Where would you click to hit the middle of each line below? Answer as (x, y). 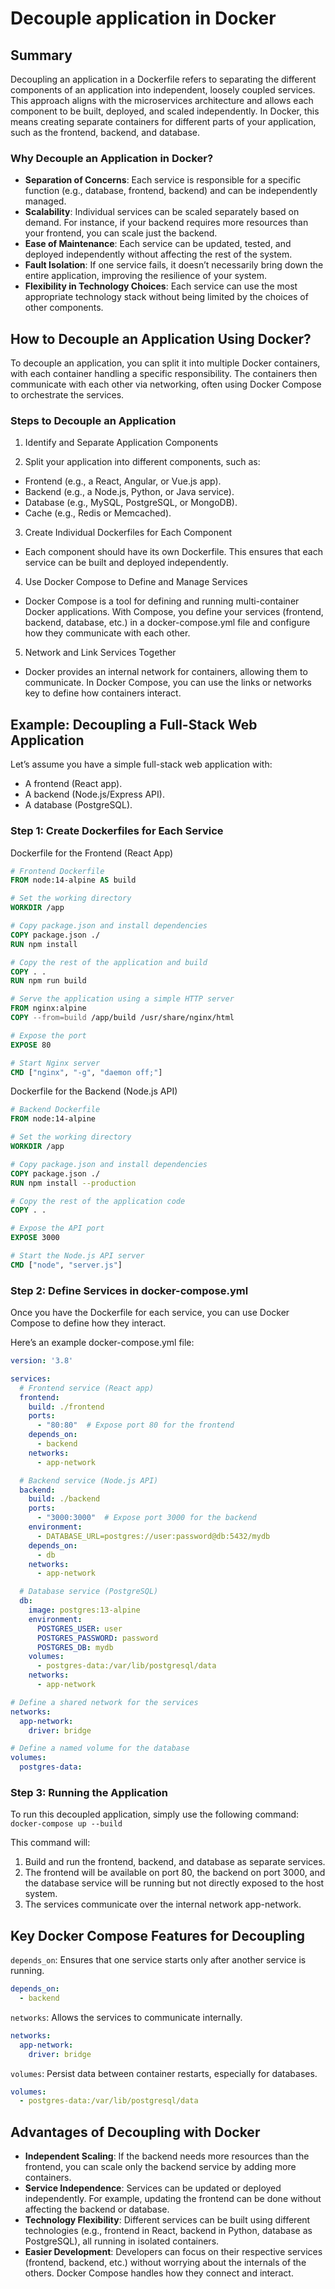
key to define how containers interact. (103, 693)
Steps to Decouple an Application (93, 421)
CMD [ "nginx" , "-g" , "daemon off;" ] (86, 1072)
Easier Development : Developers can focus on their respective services (173, 2252)
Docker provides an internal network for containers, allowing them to (166, 672)
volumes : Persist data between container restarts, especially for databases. (164, 2073)
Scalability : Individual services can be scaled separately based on (162, 212)
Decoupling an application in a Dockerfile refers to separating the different (163, 79)
